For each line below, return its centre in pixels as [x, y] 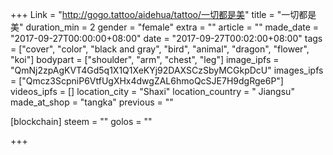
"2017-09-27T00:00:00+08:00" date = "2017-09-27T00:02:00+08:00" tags [166, 38]
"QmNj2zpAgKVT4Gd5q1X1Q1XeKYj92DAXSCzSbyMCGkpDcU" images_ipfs [167, 70]
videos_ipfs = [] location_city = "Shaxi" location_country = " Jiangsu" [152, 91]
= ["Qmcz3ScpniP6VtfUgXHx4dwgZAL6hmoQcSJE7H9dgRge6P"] [147, 81]
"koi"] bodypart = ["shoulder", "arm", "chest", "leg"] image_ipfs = [145, 59]
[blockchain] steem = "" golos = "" [81, 121]
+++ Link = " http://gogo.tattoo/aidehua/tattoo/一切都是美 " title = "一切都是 [163, 14]
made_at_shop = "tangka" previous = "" [92, 102]
